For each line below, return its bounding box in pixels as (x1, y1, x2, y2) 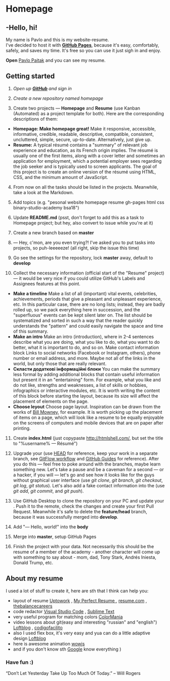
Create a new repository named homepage (13, 95, 103, 101)
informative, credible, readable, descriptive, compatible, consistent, (13, 131, 154, 137)
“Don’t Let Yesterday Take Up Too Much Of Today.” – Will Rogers (6, 670, 141, 676)
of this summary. (13, 328, 49, 334)
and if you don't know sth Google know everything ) (13, 646, 121, 652)
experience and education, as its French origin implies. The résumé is (13, 147, 158, 153)
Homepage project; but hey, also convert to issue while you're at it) (13, 220, 153, 226)
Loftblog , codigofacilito (13, 624, 63, 630)
